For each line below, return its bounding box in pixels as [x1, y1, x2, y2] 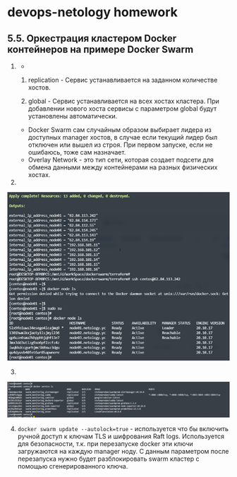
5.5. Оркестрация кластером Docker [7, 32, 177, 44]
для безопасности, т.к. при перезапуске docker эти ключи [17, 439, 194, 448]
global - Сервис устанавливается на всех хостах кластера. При [28, 97, 220, 105]
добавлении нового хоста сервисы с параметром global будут [28, 104, 217, 113]
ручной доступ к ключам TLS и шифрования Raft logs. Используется [17, 432, 224, 440]
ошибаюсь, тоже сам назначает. [28, 148, 126, 156]
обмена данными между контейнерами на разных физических [28, 163, 218, 171]
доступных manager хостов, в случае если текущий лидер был [28, 133, 218, 141]
